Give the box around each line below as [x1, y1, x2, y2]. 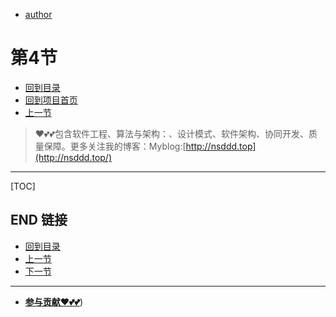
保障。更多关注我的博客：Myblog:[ [43, 140, 187, 152]
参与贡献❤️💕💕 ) [24, 295, 84, 308]
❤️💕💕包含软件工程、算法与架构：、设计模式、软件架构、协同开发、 [34, 127, 309, 139]
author [24, 9, 53, 20]
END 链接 [10, 212, 68, 229]
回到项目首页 [24, 94, 78, 106]
